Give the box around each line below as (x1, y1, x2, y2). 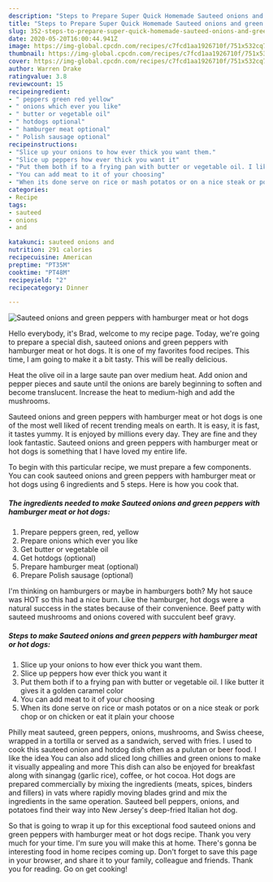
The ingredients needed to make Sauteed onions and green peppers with (8, 497, 260, 508)
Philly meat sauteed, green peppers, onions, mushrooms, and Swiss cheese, (8, 728, 264, 737)
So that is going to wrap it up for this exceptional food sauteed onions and (8, 821, 256, 831)
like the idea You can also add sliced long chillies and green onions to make (8, 754, 262, 763)
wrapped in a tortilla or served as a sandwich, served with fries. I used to (8, 736, 253, 746)
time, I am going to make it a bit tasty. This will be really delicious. (8, 354, 227, 364)
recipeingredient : (8, 87, 71, 96)
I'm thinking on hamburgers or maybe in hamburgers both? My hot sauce (8, 586, 253, 596)
